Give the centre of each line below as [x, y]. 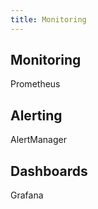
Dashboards [49, 171]
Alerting [36, 115]
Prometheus [35, 84]
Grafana [27, 195]
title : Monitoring [48, 19]
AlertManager [38, 140]
